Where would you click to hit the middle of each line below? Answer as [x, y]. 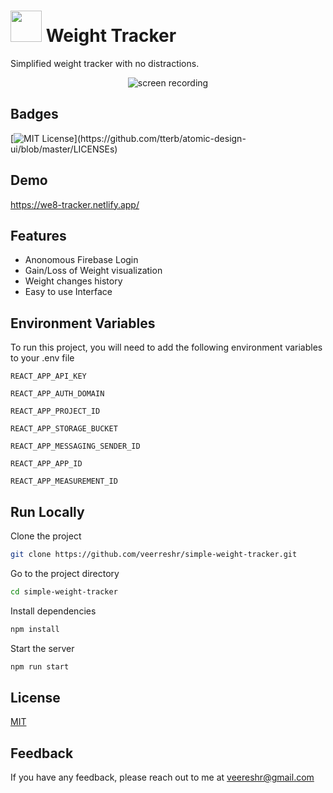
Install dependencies [53, 611]
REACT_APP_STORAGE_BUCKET [64, 429]
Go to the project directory [65, 573]
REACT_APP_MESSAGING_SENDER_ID [75, 446]
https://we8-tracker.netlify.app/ [75, 204]
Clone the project [46, 536]
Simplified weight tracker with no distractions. [105, 63]
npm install [35, 629]
